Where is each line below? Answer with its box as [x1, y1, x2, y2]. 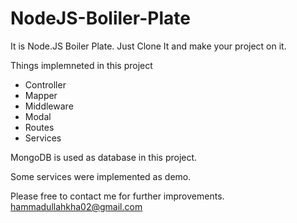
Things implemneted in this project [10, 59, 153, 71]
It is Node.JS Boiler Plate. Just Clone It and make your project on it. [10, 40, 287, 52]
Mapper [24, 89, 58, 101]
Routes [24, 121, 55, 133]
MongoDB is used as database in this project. [10, 151, 198, 163]
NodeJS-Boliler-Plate [10, 7, 191, 30]
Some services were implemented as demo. [10, 170, 192, 182]
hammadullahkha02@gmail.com [10, 200, 143, 212]
